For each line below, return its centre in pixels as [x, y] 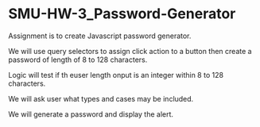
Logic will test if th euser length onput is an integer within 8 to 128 [116, 75]
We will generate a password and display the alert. [91, 114]
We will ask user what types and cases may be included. [101, 98]
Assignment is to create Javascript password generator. [100, 36]
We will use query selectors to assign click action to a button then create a [130, 51]
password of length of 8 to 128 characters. [78, 60]
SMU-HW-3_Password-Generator [122, 14]
